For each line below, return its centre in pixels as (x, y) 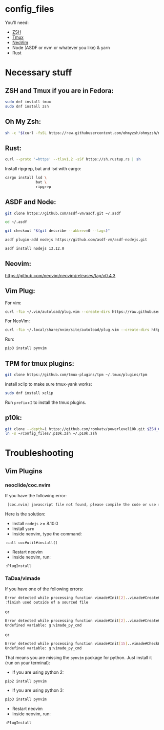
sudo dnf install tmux (28, 102)
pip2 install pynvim (26, 681)
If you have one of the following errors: (44, 589)
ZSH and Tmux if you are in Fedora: (59, 91)
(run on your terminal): (28, 663)
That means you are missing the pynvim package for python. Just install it (79, 657)
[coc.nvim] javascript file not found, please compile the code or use (82, 505)
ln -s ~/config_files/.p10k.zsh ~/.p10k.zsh (51, 434)
